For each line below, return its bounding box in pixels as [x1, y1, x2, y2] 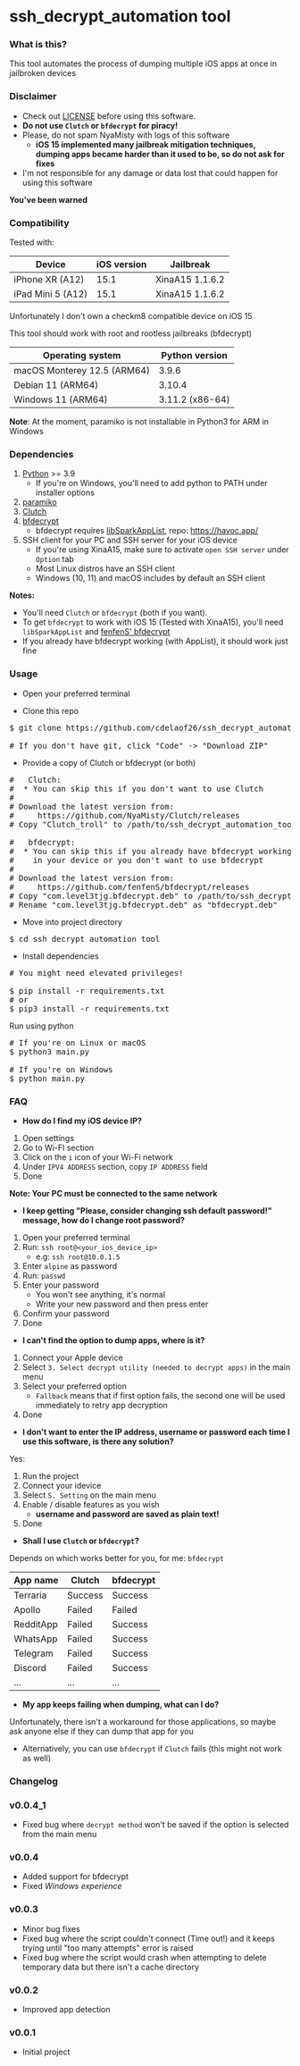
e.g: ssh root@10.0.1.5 [35, 1251, 121, 1262]
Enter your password [21, 1280, 100, 1290]
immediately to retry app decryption [35, 1399, 168, 1410]
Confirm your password [21, 1307, 110, 1319]
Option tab [35, 554, 74, 565]
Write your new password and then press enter [35, 1298, 209, 1309]
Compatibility [9, 216, 70, 229]
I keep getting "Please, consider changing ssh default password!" [21, 1205, 272, 1216]
